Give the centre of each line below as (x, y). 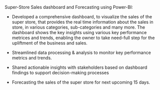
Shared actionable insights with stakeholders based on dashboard (80, 67)
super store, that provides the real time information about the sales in (82, 22)
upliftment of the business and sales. (50, 43)
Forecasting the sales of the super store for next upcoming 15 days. (81, 82)
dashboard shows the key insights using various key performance (79, 32)
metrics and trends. (32, 58)
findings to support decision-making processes (60, 73)
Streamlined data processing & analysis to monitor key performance (81, 52)
